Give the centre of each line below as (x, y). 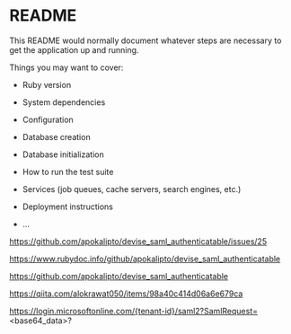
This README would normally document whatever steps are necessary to (145, 40)
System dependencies (64, 102)
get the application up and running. (74, 49)
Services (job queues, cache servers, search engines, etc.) (132, 189)
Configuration (48, 119)
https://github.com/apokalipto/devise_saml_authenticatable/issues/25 (138, 241)
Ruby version (47, 84)
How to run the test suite (68, 171)
